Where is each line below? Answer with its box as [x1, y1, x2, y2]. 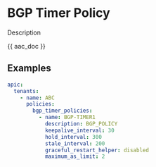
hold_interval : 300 [44, 133, 102, 140]
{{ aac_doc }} [7, 42, 46, 50]
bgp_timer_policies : [32, 107, 93, 114]
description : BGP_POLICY [44, 120, 118, 128]
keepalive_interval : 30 [44, 127, 115, 134]
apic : [7, 81, 23, 88]
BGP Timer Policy [7, 5, 110, 21]
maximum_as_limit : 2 [44, 153, 105, 160]
